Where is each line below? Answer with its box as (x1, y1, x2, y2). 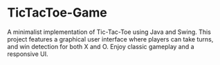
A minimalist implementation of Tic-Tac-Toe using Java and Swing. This (7, 28, 211, 36)
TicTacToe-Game (7, 5, 107, 21)
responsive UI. (7, 50, 48, 58)
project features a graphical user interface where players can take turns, (7, 35, 214, 43)
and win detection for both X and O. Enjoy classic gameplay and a (7, 42, 195, 50)
